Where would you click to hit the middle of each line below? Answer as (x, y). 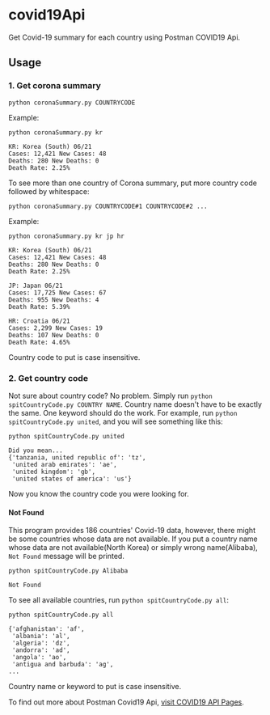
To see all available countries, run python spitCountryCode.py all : (118, 600)
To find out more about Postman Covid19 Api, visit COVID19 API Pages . (127, 702)
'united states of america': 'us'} (72, 479)
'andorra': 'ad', (41, 650)
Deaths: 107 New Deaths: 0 (54, 335)
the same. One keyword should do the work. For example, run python (123, 412)
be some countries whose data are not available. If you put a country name (133, 539)
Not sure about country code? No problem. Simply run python (110, 396)
